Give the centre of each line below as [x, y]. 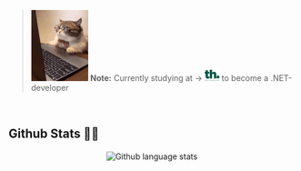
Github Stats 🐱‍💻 [54, 134]
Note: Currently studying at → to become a [179, 78]
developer [50, 88]
